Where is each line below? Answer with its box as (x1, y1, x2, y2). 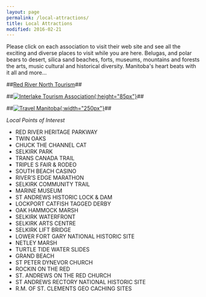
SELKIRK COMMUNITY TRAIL (15, 180, 90, 188)
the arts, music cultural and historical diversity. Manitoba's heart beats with (6, 63, 196, 70)
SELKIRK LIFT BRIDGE (15, 226, 72, 234)
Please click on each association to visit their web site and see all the (6, 43, 181, 50)
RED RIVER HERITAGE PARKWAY (15, 128, 98, 136)
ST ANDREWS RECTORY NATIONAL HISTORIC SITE (15, 279, 146, 286)
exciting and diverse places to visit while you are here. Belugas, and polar (6, 50, 192, 57)
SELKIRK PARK (15, 148, 53, 155)
